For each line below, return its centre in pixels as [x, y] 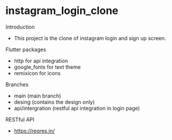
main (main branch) [37, 96]
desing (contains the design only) [54, 102]
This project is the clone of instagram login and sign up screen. [90, 38]
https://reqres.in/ [34, 131]
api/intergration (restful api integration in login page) [77, 108]
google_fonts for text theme [47, 67]
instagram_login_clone [62, 11]
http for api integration [41, 61]
